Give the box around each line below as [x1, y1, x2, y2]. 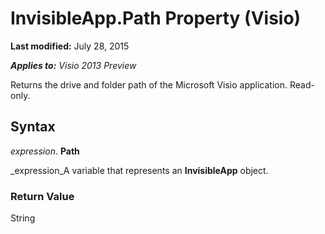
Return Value [10, 189, 75, 203]
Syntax [10, 118, 56, 136]
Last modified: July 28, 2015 [10, 40, 130, 52]
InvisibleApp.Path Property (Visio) [10, 7, 302, 30]
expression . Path [10, 145, 80, 157]
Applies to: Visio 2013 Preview [10, 59, 137, 71]
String [10, 212, 36, 224]
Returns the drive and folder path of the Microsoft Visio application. [10, 78, 288, 91]
